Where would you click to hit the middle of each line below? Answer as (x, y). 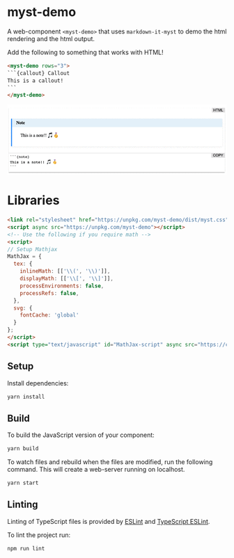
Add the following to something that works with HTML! (85, 52)
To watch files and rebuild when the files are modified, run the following (110, 462)
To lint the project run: (39, 535)
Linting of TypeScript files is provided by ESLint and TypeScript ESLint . (109, 521)
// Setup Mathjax (32, 249)
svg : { (23, 308)
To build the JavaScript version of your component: (81, 435)
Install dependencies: (38, 383)
